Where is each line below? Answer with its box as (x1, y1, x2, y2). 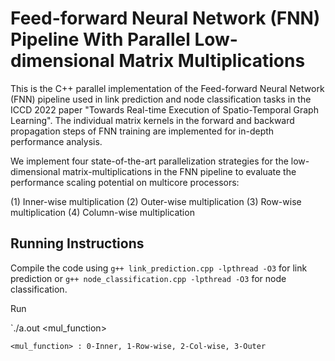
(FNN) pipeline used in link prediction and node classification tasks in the (10, 93, 312, 105)
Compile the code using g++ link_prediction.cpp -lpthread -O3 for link (10, 262, 308, 274)
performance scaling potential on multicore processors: (10, 176, 240, 188)
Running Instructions (10, 235, 145, 252)
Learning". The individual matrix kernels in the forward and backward (10, 114, 295, 126)
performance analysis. (10, 135, 103, 147)
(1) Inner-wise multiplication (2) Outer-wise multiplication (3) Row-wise (10, 195, 302, 207)
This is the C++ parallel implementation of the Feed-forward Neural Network (10, 82, 325, 94)
